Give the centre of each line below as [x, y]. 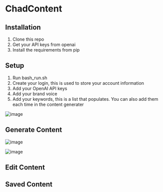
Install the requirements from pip [46, 50]
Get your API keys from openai [44, 45]
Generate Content [34, 130]
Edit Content [25, 168]
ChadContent [34, 9]
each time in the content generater [48, 104]
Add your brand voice [35, 94]
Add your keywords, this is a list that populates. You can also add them [85, 99]
